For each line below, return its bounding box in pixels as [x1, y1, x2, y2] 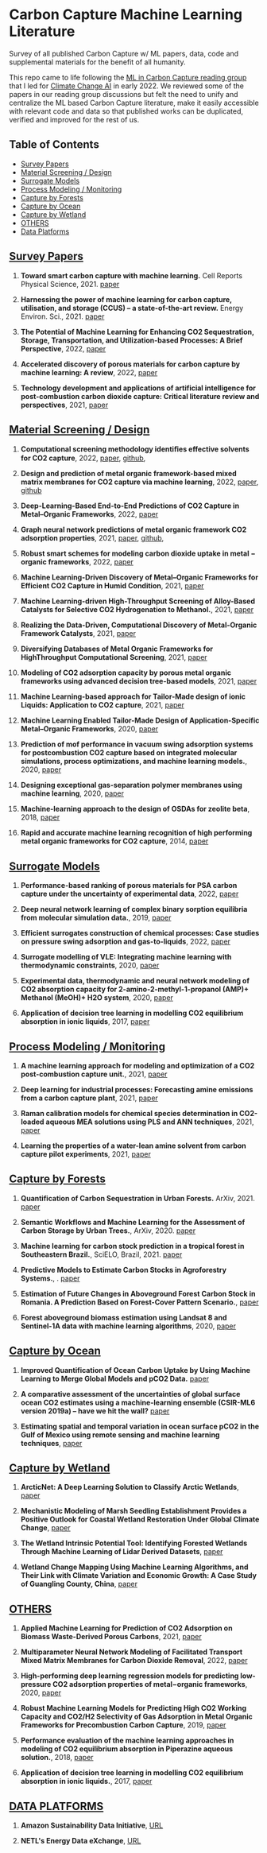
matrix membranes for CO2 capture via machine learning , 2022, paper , [20, 477, 259, 487]
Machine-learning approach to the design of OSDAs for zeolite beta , [20, 804, 250, 814]
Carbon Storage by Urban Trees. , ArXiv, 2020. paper [20, 1226, 196, 1235]
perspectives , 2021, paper [20, 400, 109, 409]
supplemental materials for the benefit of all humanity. [9, 57, 186, 67]
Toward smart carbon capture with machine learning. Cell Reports [20, 270, 243, 280]
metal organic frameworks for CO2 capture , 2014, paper [20, 836, 209, 846]
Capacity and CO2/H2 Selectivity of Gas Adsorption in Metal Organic [20, 1712, 253, 1722]
